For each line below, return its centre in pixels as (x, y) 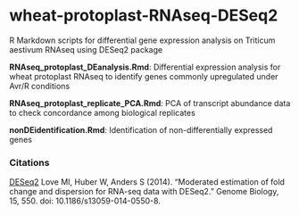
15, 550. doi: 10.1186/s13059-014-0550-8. (85, 201)
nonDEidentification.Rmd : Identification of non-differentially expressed (141, 129)
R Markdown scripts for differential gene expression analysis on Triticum (142, 40)
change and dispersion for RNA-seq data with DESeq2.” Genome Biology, (144, 192)
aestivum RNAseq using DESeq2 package (86, 49)
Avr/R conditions (40, 86)
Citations (29, 162)
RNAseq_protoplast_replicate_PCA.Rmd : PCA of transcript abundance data (150, 103)
